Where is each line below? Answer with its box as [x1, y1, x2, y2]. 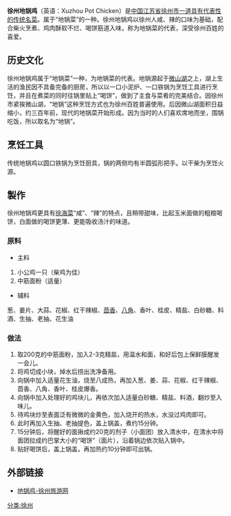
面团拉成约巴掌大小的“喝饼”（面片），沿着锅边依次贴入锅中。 [16, 436, 189, 444]
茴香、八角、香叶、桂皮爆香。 [16, 385, 102, 393]
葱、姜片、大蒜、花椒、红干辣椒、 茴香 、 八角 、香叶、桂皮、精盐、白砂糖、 [7, 305, 218, 314]
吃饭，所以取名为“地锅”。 [7, 117, 79, 125]
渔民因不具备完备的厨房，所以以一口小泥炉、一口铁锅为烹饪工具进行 [19, 83, 212, 91]
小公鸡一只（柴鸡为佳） [16, 268, 84, 276]
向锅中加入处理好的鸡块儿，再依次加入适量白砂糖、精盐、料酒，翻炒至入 [16, 394, 222, 402]
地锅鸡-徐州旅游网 [16, 486, 69, 495]
